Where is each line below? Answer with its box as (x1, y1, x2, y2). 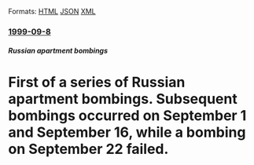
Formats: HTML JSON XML (8, 7, 96, 16)
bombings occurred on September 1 (8, 106, 247, 124)
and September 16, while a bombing (8, 123, 246, 141)
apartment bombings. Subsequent (8, 90, 237, 108)
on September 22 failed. (8, 140, 169, 158)
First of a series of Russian (8, 73, 186, 91)
